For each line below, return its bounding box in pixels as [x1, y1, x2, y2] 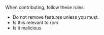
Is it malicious [12, 25, 42, 31]
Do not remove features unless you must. [12, 14, 99, 20]
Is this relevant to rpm [12, 20, 58, 25]
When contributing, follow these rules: [5, 5, 85, 10]
